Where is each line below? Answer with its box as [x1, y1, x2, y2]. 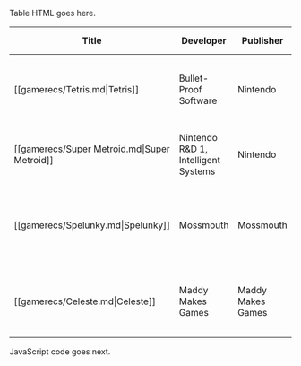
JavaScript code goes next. [9, 346, 111, 357]
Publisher [241, 35, 284, 47]
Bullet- [178, 72, 209, 84]
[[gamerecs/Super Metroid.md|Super [13, 143, 170, 155]
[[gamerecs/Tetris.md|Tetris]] [13, 83, 140, 95]
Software [178, 94, 218, 107]
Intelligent [178, 154, 221, 166]
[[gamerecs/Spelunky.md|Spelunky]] [13, 219, 170, 231]
